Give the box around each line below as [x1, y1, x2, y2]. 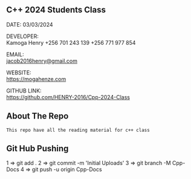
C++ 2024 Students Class [6, 5, 106, 15]
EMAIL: [6, 51, 24, 58]
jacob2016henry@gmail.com [6, 57, 77, 64]
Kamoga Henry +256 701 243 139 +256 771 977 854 [6, 39, 136, 46]
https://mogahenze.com [6, 75, 66, 82]
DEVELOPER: [6, 33, 39, 40]
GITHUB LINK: [6, 87, 42, 94]
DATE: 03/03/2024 [6, 21, 53, 28]
